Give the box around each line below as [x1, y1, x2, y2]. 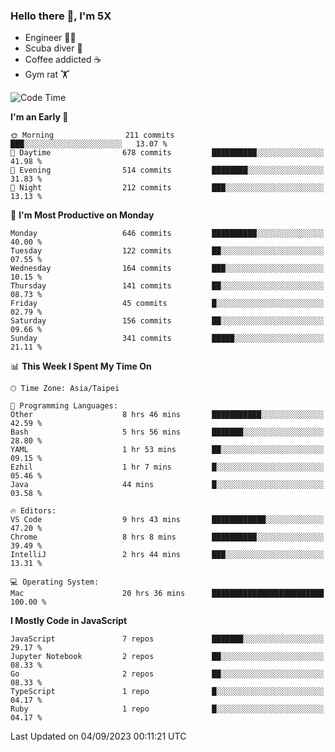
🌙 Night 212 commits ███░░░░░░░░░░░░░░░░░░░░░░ [10, 183, 325, 193]
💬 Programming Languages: [10, 401, 118, 411]
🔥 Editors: [10, 506, 57, 516]
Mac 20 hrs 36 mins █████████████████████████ [10, 589, 325, 599]
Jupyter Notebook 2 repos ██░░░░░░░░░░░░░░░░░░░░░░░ [10, 652, 325, 662]
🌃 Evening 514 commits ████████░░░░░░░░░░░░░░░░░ [10, 165, 325, 176]
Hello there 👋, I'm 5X [10, 9, 112, 23]
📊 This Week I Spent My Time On [10, 360, 152, 373]
